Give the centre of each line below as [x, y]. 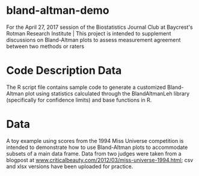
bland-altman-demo [58, 11]
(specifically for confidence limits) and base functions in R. [79, 100]
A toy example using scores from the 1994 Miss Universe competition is [95, 141]
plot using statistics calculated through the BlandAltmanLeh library [107, 93]
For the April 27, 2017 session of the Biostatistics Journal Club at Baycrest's [100, 27]
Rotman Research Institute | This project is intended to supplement [89, 33]
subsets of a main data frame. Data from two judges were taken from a [94, 153]
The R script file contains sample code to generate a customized [86, 87]
